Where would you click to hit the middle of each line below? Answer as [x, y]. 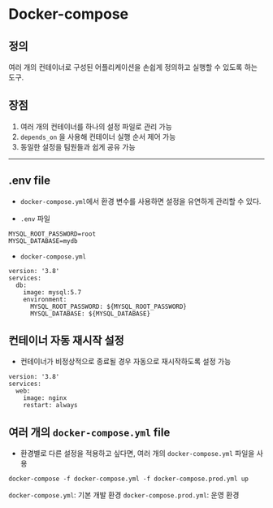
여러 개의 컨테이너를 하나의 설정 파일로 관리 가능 [96, 126]
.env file [30, 181]
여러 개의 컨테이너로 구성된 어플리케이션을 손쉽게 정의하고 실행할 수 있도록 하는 [133, 67]
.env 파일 [35, 218]
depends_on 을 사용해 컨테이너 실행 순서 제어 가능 [98, 137]
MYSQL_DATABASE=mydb [43, 241]
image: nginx [45, 398]
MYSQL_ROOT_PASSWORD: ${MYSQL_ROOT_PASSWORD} [108, 306]
